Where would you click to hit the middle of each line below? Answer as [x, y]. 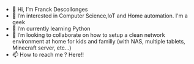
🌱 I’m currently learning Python [51, 28]
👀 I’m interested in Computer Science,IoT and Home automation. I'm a [100, 16]
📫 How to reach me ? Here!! [48, 55]
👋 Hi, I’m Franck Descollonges [50, 9]
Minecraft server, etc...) [42, 48]
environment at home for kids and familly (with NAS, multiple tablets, [99, 41]
